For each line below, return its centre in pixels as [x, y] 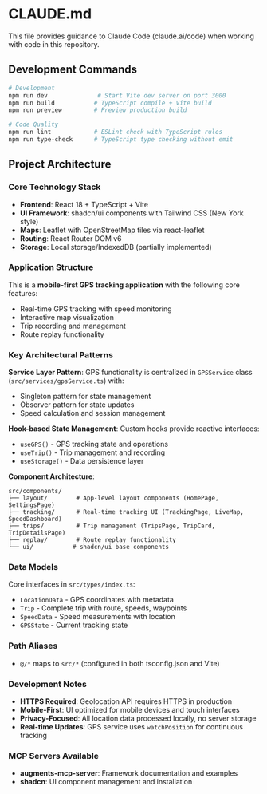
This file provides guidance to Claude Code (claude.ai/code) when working [132, 36]
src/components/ [35, 492]
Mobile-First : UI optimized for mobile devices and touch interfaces [130, 710]
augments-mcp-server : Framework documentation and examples [129, 773]
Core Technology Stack [55, 187]
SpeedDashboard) [35, 519]
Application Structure [51, 267]
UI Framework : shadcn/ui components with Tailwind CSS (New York [132, 213]
